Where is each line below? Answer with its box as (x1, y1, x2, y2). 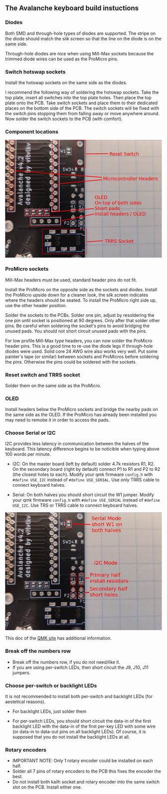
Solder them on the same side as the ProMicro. (5, 383, 101, 389)
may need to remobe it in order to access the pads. (5, 417, 110, 423)
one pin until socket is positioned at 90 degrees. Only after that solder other (5, 317, 160, 323)
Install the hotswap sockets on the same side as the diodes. (5, 79, 128, 85)
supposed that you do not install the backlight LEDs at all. (12, 734, 130, 740)
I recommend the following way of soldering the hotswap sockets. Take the (5, 89, 159, 95)
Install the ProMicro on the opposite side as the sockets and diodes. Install (5, 286, 158, 292)
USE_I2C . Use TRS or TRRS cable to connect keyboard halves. (12, 502, 138, 508)
